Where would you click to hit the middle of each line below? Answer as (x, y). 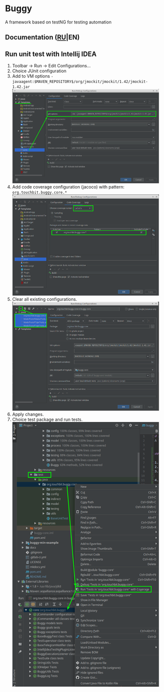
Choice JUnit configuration (39, 71)
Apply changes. (28, 414)
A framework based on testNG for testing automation (58, 22)
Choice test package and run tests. (47, 419)
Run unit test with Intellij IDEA (51, 54)
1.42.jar (21, 87)
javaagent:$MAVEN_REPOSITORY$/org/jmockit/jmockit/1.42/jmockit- (80, 82)
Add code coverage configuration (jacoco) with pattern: (68, 187)
